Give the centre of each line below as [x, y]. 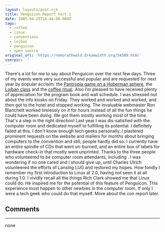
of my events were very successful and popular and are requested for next [81, 79]
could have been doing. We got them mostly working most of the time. [76, 115]
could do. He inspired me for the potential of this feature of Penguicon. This [82, 183]
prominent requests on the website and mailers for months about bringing [80, 136]
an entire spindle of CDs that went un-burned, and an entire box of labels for [82, 147]
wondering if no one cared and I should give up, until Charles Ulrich [73, 162]
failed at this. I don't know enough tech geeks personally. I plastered [74, 131]
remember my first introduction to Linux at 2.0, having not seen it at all [76, 173]
